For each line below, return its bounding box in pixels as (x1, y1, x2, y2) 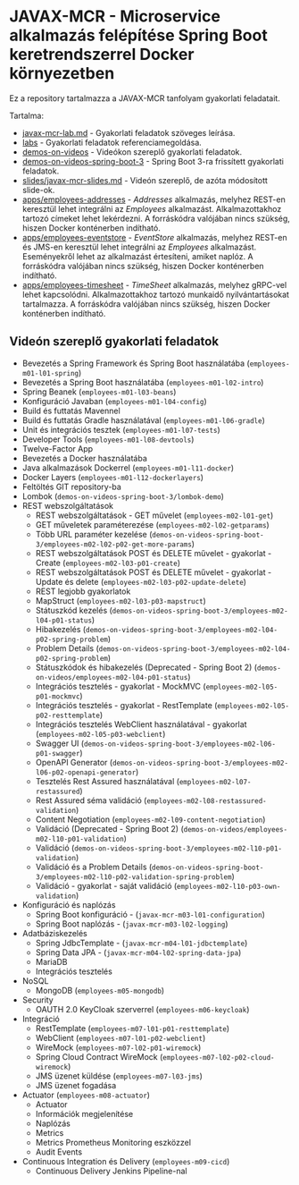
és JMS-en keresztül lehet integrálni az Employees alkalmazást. (21, 241, 257, 252)
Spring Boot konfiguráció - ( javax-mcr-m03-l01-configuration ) (35, 909, 266, 919)
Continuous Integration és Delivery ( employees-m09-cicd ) (21, 1155, 230, 1166)
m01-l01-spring (21, 368, 79, 377)
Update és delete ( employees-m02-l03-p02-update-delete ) (35, 576, 247, 587)
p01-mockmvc (35, 691, 80, 701)
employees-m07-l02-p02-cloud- (162, 1053, 275, 1062)
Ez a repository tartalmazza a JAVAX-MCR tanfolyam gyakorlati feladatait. (9, 92, 281, 104)
